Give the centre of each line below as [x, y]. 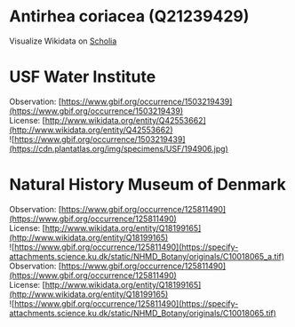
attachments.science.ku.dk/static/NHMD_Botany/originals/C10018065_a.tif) [147, 256]
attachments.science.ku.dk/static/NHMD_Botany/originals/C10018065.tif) [143, 313]
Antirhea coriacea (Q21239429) [129, 16]
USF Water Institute [83, 77]
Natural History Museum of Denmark [148, 185]
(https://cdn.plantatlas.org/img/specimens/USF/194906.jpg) [119, 148]
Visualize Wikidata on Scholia [63, 41]
